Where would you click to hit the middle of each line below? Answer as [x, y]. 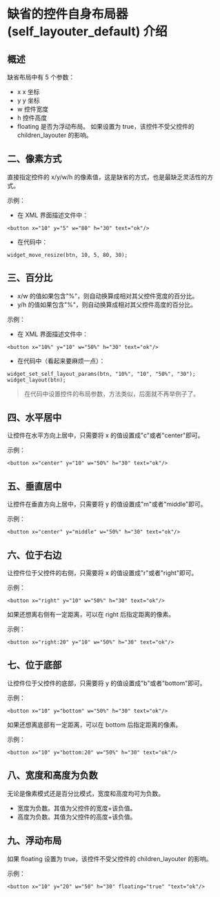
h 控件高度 [32, 118]
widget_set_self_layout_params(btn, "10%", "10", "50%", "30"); [101, 374]
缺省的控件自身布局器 [68, 14]
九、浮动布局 [34, 841]
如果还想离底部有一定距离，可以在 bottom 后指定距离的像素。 [94, 725]
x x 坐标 [28, 92]
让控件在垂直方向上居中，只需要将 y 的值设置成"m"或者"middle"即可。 [107, 504]
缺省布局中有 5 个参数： [41, 77]
